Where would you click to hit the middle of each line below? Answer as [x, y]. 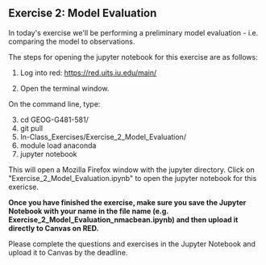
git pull [31, 128]
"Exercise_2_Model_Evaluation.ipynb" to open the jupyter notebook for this [133, 178]
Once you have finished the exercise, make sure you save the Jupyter [127, 202]
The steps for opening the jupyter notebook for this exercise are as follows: [133, 57]
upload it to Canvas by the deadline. [68, 252]
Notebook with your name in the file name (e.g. [89, 211]
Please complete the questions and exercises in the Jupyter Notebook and [132, 244]
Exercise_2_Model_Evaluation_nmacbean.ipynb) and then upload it [123, 219]
